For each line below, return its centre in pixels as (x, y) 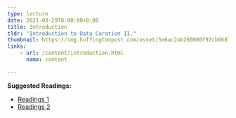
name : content (47, 60)
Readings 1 (33, 99)
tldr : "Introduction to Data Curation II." (72, 33)
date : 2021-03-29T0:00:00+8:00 (53, 20)
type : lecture (28, 14)
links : (17, 46)
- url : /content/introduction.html (72, 53)
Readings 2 (34, 107)
